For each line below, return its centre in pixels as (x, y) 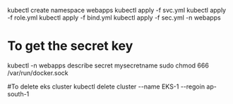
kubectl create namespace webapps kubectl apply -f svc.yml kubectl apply (117, 10)
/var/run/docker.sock (38, 72)
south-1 (18, 93)
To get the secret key (70, 46)
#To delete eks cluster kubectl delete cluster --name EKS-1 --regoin (106, 86)
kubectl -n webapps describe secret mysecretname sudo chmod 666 (108, 65)
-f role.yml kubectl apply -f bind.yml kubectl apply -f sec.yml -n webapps (114, 18)
